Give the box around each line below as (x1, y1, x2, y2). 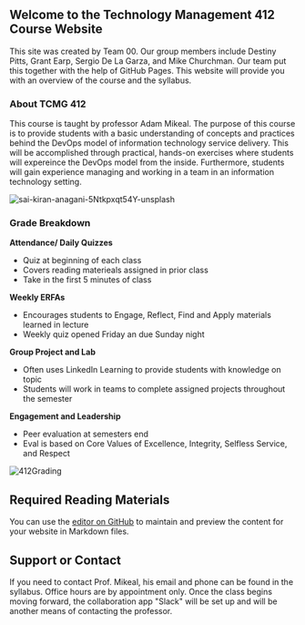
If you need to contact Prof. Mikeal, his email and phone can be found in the (9, 577, 294, 588)
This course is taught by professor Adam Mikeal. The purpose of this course (9, 118, 296, 129)
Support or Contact (9, 552, 121, 568)
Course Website (9, 22, 103, 37)
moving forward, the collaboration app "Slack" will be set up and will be (9, 596, 278, 607)
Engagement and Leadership (9, 411, 121, 422)
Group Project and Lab (9, 346, 96, 358)
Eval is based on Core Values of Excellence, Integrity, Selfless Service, (22, 438, 288, 449)
